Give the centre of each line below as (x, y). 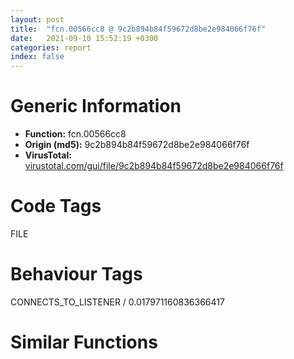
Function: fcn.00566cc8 (75, 134)
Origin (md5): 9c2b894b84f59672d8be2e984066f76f (137, 145)
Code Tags (56, 206)
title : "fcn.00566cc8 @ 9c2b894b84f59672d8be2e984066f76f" (138, 29)
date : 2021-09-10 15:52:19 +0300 (84, 38)
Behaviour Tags (76, 274)
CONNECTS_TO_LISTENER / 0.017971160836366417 (117, 302)
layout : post (37, 19)
